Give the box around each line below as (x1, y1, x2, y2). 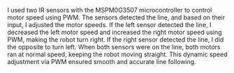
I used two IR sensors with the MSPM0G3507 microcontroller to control (7, 6, 212, 14)
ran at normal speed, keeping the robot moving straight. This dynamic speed (7, 50, 228, 58)
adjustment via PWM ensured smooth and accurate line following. (7, 58, 197, 65)
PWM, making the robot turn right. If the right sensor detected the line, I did (7, 35, 224, 44)
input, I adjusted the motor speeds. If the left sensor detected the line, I (7, 21, 212, 29)
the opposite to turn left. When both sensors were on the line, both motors (7, 43, 221, 51)
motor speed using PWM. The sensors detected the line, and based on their (7, 13, 226, 22)
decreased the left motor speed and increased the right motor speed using (7, 28, 222, 36)
